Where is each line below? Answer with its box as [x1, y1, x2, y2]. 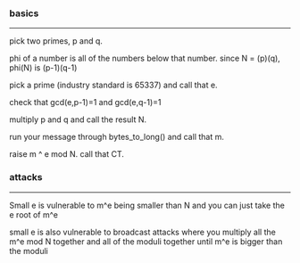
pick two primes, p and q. [9, 36, 103, 46]
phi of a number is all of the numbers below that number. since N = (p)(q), [9, 53, 281, 64]
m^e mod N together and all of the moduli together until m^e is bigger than [9, 235, 283, 247]
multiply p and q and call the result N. [9, 114, 147, 125]
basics [9, 7, 39, 20]
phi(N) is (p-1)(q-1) [9, 62, 78, 73]
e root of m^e [9, 209, 58, 220]
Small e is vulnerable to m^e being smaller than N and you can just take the [9, 200, 286, 210]
